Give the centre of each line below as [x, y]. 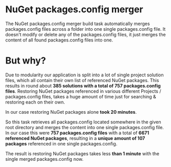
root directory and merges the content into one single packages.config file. [85, 127]
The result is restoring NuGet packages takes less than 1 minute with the [82, 153]
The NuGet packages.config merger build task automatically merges [78, 24]
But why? [26, 61]
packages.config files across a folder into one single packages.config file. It [85, 29]
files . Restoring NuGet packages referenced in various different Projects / [83, 91]
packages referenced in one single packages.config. [61, 143]
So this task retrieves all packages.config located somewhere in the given [83, 122]
